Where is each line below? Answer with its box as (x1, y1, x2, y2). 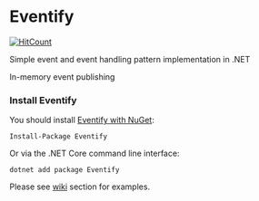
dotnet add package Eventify (9, 166, 120, 175)
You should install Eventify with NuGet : (9, 115, 154, 126)
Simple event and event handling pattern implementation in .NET (9, 53, 251, 64)
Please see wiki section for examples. (9, 181, 151, 192)
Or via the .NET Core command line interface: (9, 148, 180, 159)
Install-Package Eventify (9, 132, 107, 141)
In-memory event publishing (9, 71, 115, 82)
